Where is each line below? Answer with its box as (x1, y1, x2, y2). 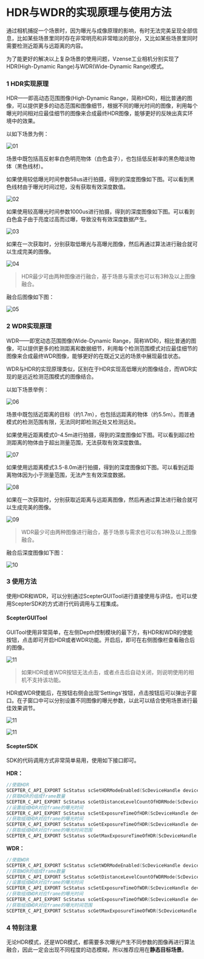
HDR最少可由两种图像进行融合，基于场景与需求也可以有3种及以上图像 (21, 273, 195, 280)
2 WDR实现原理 (6, 322, 52, 330)
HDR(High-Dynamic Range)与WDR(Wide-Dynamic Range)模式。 (6, 62, 168, 70)
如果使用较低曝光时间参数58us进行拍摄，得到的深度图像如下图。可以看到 (6, 176, 189, 183)
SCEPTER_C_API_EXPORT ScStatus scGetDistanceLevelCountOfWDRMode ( (6, 874, 178, 880)
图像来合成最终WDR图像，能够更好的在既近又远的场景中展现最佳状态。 (6, 352, 184, 360)
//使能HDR (6, 782, 29, 788)
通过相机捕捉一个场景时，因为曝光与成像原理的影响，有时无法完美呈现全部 (6, 27, 192, 34)
